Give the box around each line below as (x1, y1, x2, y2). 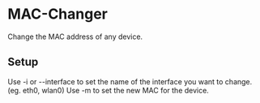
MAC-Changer (7, 5, 109, 24)
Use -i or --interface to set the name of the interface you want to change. (7, 76, 253, 86)
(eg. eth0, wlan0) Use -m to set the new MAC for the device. (7, 85, 210, 95)
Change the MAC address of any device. (7, 32, 143, 41)
